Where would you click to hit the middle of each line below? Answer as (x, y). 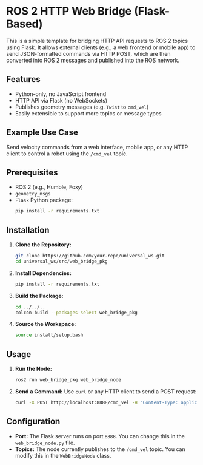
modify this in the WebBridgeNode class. (63, 455)
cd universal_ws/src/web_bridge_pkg (61, 261)
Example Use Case (42, 133)
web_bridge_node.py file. (45, 443)
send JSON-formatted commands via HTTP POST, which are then (88, 53)
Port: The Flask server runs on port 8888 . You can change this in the (100, 436)
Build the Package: (39, 296)
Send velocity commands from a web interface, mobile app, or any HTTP (97, 147)
